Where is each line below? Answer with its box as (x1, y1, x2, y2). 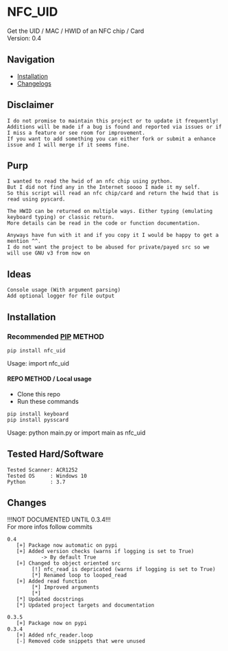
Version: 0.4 (7, 34, 42, 42)
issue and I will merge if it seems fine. (7, 141, 130, 148)
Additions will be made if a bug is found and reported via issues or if (7, 123, 223, 130)
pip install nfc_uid (7, 347, 66, 354)
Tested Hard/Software (7, 448, 104, 460)
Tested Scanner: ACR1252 (7, 466, 78, 473)
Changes (7, 497, 47, 509)
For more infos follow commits (7, 522, 92, 531)
